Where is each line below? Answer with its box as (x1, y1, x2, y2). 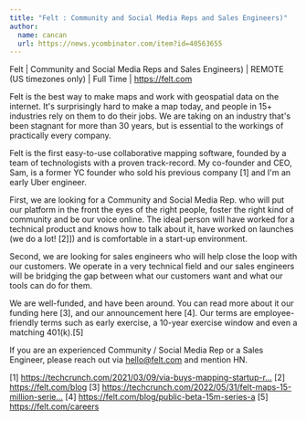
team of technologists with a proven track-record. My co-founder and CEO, (9, 157, 292, 169)
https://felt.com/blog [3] (9, 382, 100, 393)
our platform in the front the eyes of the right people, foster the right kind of (9, 205, 294, 216)
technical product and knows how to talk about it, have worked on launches (9, 224, 294, 235)
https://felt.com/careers (9, 401, 100, 412)
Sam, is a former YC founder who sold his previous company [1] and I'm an (9, 167, 291, 178)
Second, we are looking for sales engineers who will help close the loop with (9, 251, 298, 262)
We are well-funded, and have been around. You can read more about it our (9, 298, 294, 309)
